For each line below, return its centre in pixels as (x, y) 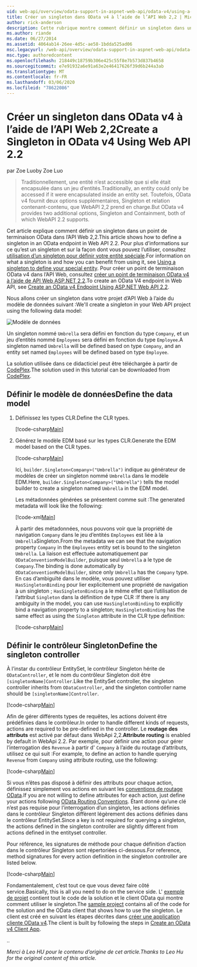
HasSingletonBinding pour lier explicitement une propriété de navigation (102, 584)
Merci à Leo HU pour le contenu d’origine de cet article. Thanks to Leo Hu (95, 952)
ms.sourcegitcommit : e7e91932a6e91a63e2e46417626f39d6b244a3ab (85, 66)
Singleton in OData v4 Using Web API (98, 142)
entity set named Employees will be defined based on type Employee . (88, 352)
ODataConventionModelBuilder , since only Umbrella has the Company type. (102, 572)
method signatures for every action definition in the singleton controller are (97, 857)
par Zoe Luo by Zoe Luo (35, 170)
